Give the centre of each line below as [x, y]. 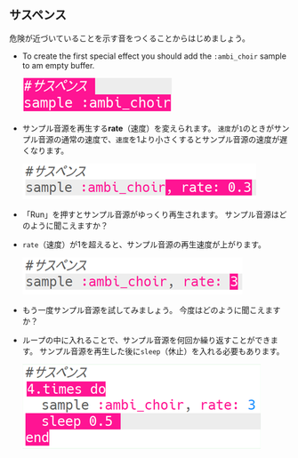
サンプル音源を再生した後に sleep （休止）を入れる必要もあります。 [162, 351]
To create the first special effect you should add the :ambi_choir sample [154, 56]
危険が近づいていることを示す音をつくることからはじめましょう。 [130, 38]
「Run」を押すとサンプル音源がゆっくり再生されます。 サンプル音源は [151, 214]
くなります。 [45, 150]
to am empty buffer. [58, 65]
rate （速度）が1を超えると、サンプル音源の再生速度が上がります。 [144, 244]
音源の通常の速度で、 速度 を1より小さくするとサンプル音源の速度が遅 [163, 139]
